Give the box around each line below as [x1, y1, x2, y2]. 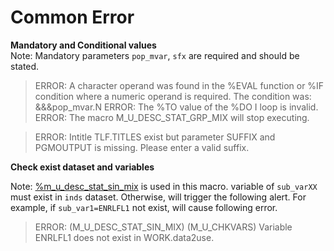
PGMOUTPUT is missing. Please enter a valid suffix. [34, 141, 250, 153]
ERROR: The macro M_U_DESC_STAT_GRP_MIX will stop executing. [34, 111, 310, 123]
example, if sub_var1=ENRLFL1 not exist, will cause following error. [10, 201, 278, 213]
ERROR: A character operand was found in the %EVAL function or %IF [34, 79, 325, 91]
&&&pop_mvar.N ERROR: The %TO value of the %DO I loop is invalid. [34, 101, 319, 113]
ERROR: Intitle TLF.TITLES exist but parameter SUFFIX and [34, 131, 276, 143]
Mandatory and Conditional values [10, 39, 157, 51]
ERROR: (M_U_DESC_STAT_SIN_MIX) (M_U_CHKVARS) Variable [34, 221, 293, 233]
